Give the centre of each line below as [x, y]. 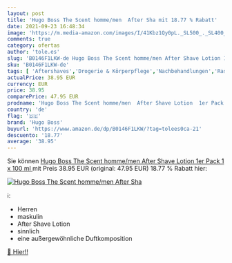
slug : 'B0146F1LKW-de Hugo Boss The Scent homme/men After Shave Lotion [114, 59]
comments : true [29, 39]
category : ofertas [33, 45]
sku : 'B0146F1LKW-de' [38, 65]
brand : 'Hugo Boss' [35, 122]
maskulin [30, 217]
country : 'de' [28, 109]
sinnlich [28, 231]
